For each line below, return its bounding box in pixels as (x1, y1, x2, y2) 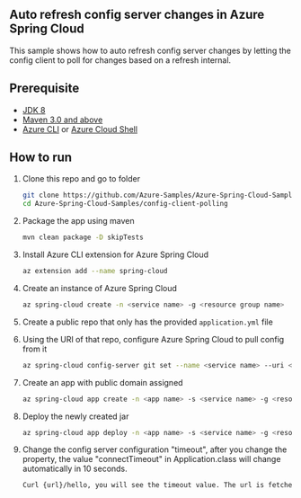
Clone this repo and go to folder (22, 173, 141, 184)
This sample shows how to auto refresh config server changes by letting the (9, 45, 292, 56)
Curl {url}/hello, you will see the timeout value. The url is (22, 481, 265, 490)
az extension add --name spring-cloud (22, 267, 168, 276)
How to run (9, 150, 73, 165)
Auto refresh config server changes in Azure (9, 7, 265, 22)
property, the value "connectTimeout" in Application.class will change (22, 454, 281, 465)
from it (22, 343, 48, 354)
